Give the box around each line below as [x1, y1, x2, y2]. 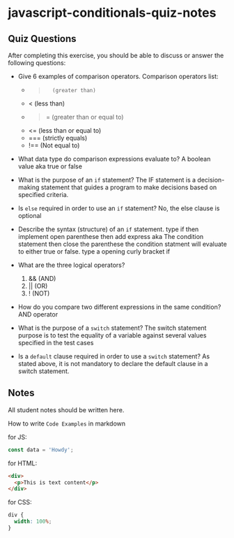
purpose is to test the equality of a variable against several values [17, 331, 207, 340]
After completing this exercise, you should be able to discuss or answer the [8, 51, 224, 59]
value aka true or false [17, 162, 83, 170]
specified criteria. [17, 191, 69, 198]
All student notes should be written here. [8, 405, 125, 414]
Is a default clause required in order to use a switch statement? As [17, 352, 210, 361]
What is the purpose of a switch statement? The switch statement [17, 323, 207, 332]
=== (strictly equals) [28, 134, 88, 142]
